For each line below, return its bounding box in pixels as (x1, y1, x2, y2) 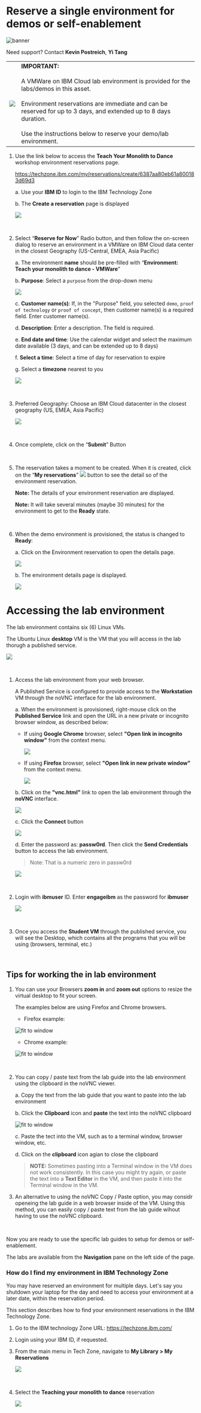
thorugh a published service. (6, 641, 77, 649)
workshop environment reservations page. (14, 158, 120, 166)
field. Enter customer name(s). (14, 312, 90, 319)
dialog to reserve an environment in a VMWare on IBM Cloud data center (14, 241, 194, 248)
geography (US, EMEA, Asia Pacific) (14, 406, 104, 414)
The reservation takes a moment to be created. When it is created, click (14, 464, 191, 471)
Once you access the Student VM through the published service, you (14, 927, 187, 935)
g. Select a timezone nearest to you (14, 365, 103, 373)
